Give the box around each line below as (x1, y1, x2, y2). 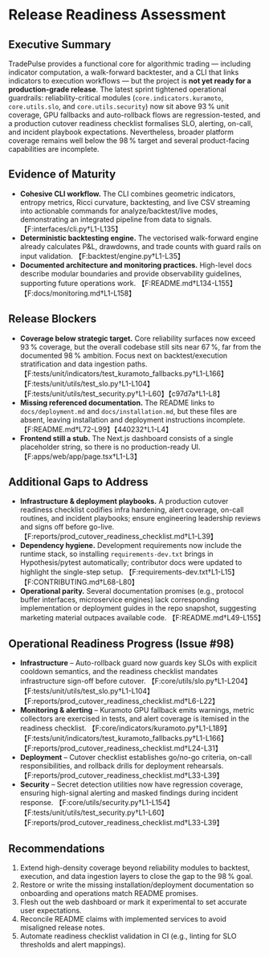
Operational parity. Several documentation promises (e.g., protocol (19, 587, 244, 596)
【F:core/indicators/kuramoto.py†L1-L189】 (88, 723, 231, 733)
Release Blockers (8, 312, 97, 326)
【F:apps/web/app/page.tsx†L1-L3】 (19, 452, 142, 461)
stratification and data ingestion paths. (19, 359, 148, 369)
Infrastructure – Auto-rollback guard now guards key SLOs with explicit (19, 658, 258, 668)
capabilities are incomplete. (8, 145, 100, 153)
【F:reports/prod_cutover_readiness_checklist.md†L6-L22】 (19, 697, 219, 706)
